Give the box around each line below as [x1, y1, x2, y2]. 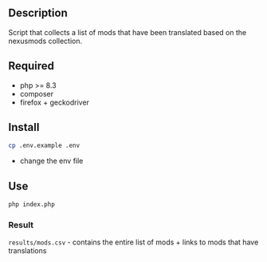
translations [8, 246, 47, 256]
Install [8, 121, 40, 134]
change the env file [19, 156, 84, 166]
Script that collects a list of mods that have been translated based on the [8, 27, 247, 37]
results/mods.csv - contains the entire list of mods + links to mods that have [8, 237, 259, 247]
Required [8, 59, 54, 73]
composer [19, 89, 54, 98]
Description [8, 6, 68, 20]
